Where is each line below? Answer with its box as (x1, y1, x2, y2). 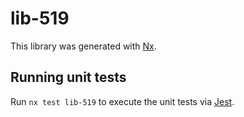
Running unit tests (10, 69, 127, 86)
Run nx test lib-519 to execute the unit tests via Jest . (10, 95, 235, 107)
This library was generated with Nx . (10, 40, 157, 52)
